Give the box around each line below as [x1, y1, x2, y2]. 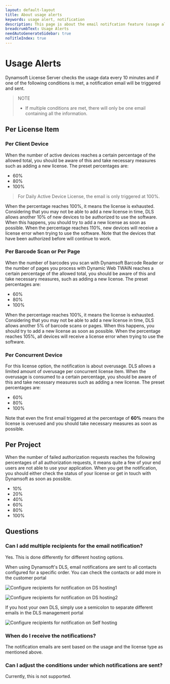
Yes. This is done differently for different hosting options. [5, 554, 124, 560]
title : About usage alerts [5, 12, 62, 17]
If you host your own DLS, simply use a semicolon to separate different [5, 604, 153, 610]
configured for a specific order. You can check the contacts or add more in [5, 569, 161, 575]
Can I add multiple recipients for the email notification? [5, 542, 143, 549]
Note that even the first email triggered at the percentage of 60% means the [5, 415, 164, 421]
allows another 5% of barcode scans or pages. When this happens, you [5, 322, 155, 328]
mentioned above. [5, 649, 43, 655]
